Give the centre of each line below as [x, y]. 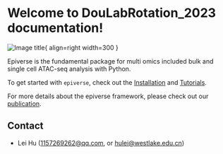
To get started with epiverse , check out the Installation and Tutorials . [107, 82]
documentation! [55, 28]
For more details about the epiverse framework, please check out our [108, 96]
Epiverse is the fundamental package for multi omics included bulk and [110, 61]
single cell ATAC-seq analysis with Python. [69, 69]
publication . [24, 103]
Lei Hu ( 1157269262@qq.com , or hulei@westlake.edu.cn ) [101, 143]
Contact [25, 126]
